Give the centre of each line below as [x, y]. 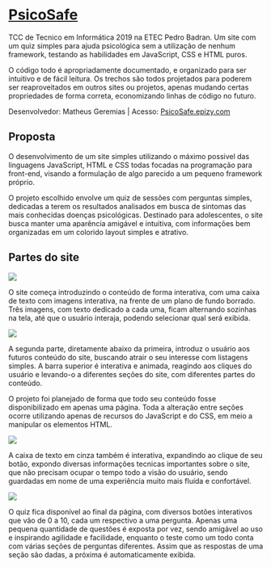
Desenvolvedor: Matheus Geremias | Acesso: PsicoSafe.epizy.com [119, 111]
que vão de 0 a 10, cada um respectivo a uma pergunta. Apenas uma [123, 520]
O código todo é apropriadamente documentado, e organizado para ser [127, 69]
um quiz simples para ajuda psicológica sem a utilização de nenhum [122, 45]
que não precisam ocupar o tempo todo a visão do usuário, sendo [118, 472]
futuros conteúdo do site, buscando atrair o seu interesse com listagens [128, 357]
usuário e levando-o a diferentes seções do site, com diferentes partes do [132, 374]
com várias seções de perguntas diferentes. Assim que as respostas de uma [136, 546]
